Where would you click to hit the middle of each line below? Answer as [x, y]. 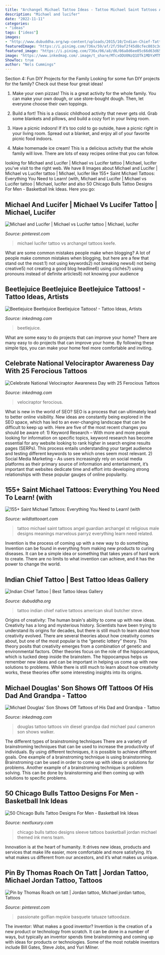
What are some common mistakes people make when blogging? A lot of [78, 253]
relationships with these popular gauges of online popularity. [66, 474]
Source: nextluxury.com [29, 823]
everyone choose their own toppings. [50, 104]
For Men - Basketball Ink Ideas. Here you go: [50, 189]
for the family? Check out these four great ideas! [54, 84]
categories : [17, 23]
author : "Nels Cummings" [30, 65]
